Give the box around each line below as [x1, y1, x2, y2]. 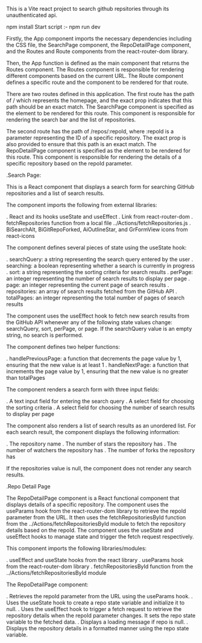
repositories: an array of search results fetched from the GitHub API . [6, 288, 177, 295]
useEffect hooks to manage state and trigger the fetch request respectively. [6, 533, 194, 540]
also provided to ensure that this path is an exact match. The [6, 141, 157, 147]
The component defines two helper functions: [6, 344, 121, 350]
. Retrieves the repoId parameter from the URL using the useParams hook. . [6, 593, 193, 600]
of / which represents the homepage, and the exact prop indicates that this [6, 97, 192, 104]
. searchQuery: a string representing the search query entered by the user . [6, 256, 194, 263]
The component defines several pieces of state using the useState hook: [6, 244, 187, 251]
